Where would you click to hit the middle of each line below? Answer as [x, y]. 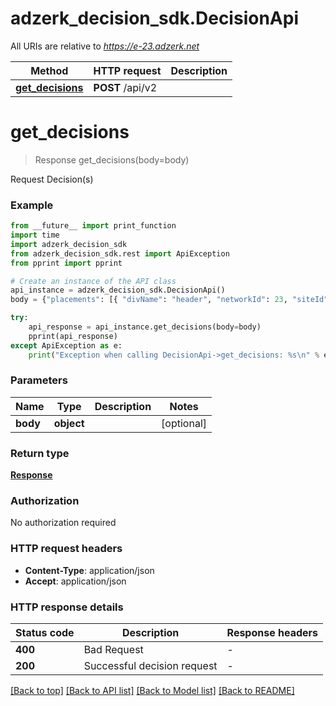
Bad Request [113, 650]
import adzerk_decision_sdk [69, 244]
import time [35, 235]
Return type [40, 453]
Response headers [272, 633]
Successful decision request [150, 666]
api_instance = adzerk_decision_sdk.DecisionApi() [118, 290]
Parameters [39, 380]
